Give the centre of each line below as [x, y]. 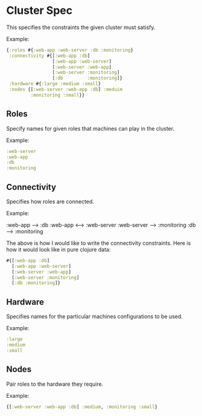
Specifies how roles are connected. [50, 201]
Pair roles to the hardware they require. [55, 384]
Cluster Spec [39, 11]
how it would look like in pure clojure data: [58, 249]
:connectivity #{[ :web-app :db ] [49, 56]
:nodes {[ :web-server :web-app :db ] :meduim [65, 89]
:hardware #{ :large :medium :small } [55, 84]
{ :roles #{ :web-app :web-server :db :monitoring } [70, 50]
